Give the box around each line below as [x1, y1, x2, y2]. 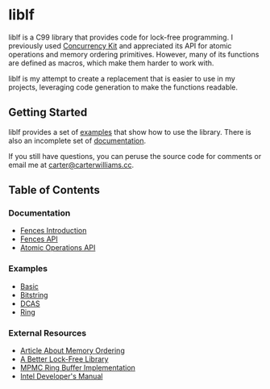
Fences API [19, 234, 58, 244]
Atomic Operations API [19, 243, 96, 253]
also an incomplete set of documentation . [8, 136, 147, 145]
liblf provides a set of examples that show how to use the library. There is [8, 127, 251, 136]
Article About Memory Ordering [19, 345, 125, 356]
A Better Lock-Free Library [19, 354, 109, 364]
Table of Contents [8, 183, 101, 197]
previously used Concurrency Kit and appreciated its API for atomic [8, 40, 232, 50]
